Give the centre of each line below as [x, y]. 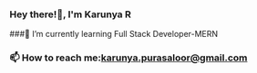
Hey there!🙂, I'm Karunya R [71, 14]
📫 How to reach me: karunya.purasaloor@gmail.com [128, 58]
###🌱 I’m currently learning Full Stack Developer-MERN [114, 34]
